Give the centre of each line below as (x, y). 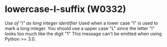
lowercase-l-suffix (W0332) (65, 9)
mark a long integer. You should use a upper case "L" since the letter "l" (80, 28)
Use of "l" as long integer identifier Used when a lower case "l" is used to (81, 23)
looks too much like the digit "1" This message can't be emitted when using (83, 33)
